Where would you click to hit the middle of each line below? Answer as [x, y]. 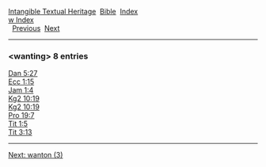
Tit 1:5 [18, 124]
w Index [21, 20]
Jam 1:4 [21, 90]
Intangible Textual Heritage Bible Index [73, 11]
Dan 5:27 [23, 74]
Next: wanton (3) [36, 155]
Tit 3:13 [20, 132]
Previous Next [36, 28]
